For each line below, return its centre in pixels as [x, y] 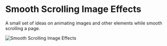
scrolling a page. [23, 28]
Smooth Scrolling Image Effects [73, 9]
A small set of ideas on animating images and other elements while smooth [84, 23]
